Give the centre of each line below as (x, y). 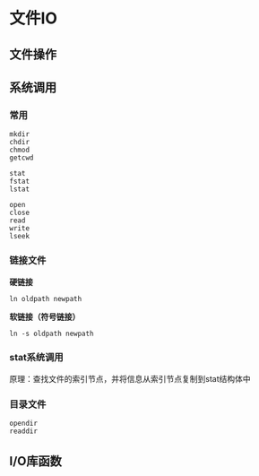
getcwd (22, 158)
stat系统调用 (37, 358)
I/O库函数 (36, 461)
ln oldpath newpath (46, 299)
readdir (24, 431)
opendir (24, 424)
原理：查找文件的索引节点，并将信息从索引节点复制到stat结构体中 (130, 378)
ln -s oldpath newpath (52, 333)
